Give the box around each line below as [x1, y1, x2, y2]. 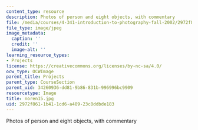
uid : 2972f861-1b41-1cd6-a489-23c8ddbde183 [6, 101, 115, 107]
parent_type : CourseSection [6, 80, 75, 85]
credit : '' [11, 42, 38, 47]
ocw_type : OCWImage [6, 69, 54, 74]
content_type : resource [6, 8, 65, 15]
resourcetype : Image [6, 90, 57, 96]
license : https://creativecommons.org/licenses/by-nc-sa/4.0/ [6, 63, 162, 69]
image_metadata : [6, 30, 46, 36]
